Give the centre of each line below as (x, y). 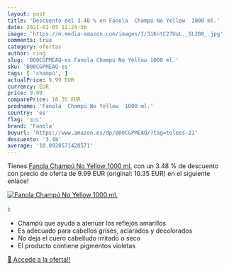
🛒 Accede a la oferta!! (39, 260)
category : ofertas (34, 47)
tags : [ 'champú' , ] (38, 73)
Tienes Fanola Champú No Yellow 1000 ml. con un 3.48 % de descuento (113, 166)
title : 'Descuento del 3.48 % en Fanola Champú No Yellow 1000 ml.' (114, 21)
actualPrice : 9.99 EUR (41, 80)
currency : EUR (28, 87)
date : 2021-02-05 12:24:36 (47, 27)
